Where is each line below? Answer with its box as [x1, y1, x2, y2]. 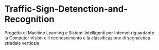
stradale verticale [4, 40, 39, 46]
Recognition [4, 14, 54, 25]
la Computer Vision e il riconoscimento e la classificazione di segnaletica [4, 35, 150, 41]
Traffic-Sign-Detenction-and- [4, 3, 128, 15]
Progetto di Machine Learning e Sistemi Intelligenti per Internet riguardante [4, 30, 154, 35]
